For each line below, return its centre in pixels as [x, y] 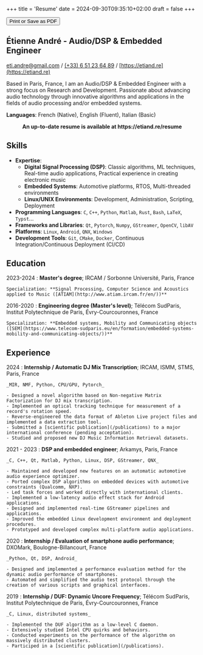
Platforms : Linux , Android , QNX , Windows [64, 231]
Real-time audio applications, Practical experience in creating [101, 173]
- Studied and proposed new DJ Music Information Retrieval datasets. [98, 438]
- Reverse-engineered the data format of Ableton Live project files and [102, 417]
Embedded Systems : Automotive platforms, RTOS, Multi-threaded [107, 186]
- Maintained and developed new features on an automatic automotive [96, 471]
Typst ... [24, 218]
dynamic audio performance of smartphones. [62, 575]
